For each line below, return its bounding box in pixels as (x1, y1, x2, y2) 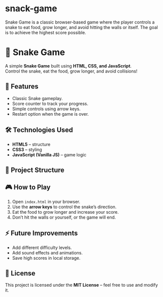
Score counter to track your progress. (12, 100, 89, 106)
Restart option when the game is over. (12, 111, 89, 117)
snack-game (5, 3, 57, 14)
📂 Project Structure (5, 166, 65, 174)
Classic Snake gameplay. (12, 95, 63, 101)
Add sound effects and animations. (12, 249, 83, 255)
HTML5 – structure (12, 141, 50, 147)
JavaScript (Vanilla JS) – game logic (12, 151, 87, 157)
